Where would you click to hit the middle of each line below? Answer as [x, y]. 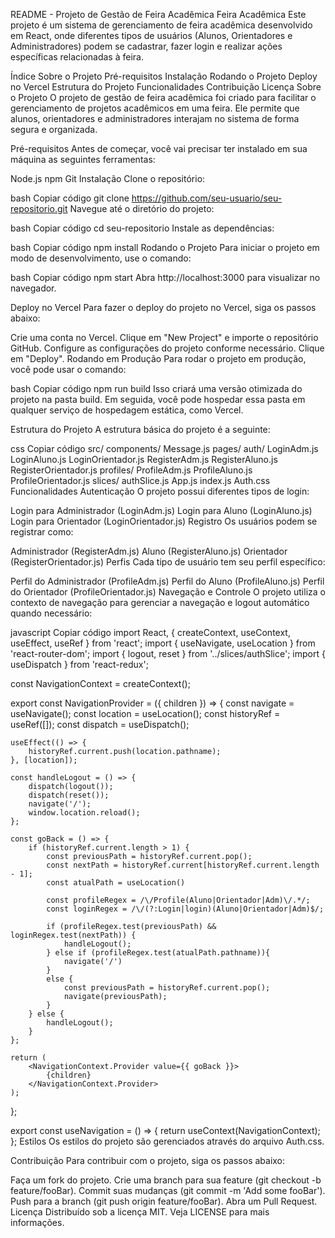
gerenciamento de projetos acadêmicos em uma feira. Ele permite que [155, 108]
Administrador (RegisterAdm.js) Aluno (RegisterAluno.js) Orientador [149, 551]
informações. [37, 1222]
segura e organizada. [54, 129]
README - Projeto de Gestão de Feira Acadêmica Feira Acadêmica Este [158, 14]
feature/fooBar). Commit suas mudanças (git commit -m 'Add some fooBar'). [168, 1190]
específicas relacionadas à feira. [77, 57]
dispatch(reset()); [69, 795]
